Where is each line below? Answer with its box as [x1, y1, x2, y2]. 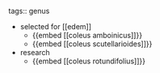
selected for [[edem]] [19, 22, 91, 31]
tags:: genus [8, 6, 50, 15]
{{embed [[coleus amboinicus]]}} [32, 31, 143, 40]
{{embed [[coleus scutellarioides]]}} [32, 39, 153, 49]
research [19, 48, 50, 57]
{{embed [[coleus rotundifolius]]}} [32, 56, 145, 66]
